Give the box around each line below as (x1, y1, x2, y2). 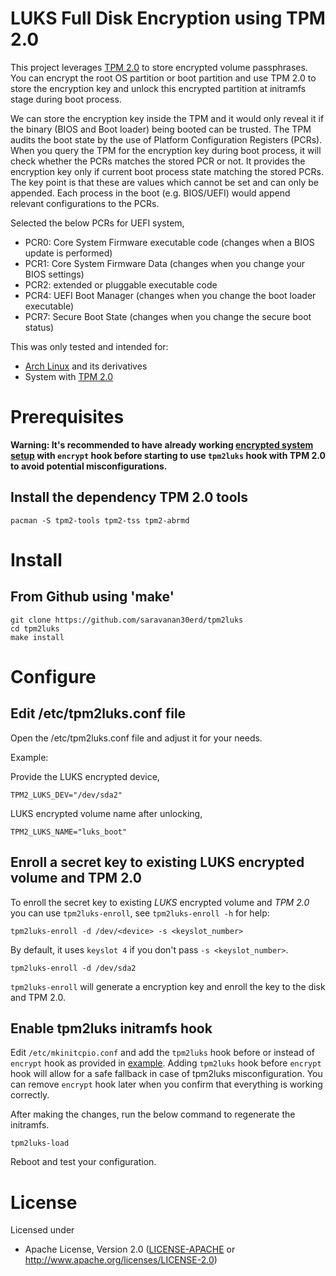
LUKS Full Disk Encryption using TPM (10, 7, 326, 30)
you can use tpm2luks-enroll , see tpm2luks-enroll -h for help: (10, 907, 270, 919)
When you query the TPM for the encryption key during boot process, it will (10, 144, 322, 156)
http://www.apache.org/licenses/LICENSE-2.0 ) (24, 1254, 218, 1266)
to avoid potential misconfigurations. (10, 460, 168, 472)
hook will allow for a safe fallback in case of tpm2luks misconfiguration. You (10, 1068, 323, 1080)
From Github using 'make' (10, 588, 175, 606)
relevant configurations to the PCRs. (10, 197, 160, 209)
